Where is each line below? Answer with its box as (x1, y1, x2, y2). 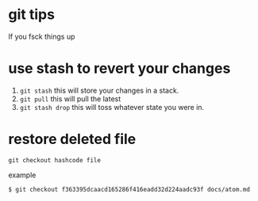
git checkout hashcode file (8, 156, 102, 164)
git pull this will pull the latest (19, 93, 121, 104)
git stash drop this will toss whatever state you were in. (19, 102, 205, 112)
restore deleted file (8, 131, 137, 148)
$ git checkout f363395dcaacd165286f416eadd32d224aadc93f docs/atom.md (8, 185, 250, 193)
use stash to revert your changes (8, 59, 231, 78)
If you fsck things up (8, 32, 75, 41)
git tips (8, 6, 56, 24)
